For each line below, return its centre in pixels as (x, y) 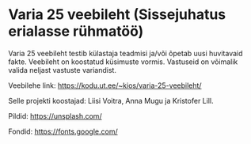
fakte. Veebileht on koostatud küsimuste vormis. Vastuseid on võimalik (123, 62)
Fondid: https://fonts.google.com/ (63, 131)
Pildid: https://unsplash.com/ (55, 116)
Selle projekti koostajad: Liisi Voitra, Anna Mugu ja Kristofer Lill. (111, 100)
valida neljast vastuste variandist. (63, 70)
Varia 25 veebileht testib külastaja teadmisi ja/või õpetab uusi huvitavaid (125, 53)
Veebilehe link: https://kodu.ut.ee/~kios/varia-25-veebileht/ (105, 85)
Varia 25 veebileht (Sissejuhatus (117, 15)
